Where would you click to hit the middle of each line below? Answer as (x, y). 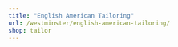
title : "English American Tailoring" (71, 16)
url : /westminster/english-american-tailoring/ (89, 23)
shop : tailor (30, 30)
